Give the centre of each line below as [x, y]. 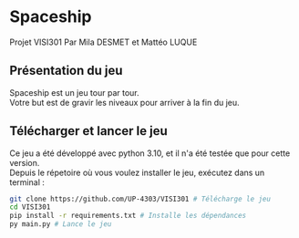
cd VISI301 [30, 207]
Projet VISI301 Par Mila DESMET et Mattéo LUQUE [103, 42]
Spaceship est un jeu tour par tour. [74, 92]
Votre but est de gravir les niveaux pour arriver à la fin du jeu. [124, 102]
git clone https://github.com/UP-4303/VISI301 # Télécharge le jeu [140, 199]
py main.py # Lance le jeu [61, 224]
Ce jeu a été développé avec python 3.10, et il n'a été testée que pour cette [150, 153]
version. [25, 162]
